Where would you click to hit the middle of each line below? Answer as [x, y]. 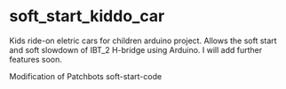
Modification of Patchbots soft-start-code [86, 76]
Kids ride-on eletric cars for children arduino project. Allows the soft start [143, 41]
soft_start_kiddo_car [87, 16]
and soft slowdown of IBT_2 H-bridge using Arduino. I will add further [136, 49]
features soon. [36, 59]
